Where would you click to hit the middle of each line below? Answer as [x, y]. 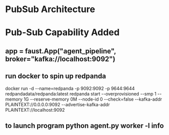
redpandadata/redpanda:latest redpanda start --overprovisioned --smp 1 [81, 94]
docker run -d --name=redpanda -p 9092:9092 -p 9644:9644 [70, 88]
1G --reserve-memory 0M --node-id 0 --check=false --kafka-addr [93, 99]
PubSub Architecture [50, 9]
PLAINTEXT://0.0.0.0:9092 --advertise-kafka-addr [58, 104]
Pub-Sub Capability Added [63, 33]
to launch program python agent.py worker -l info [84, 126]
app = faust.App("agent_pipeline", [61, 51]
